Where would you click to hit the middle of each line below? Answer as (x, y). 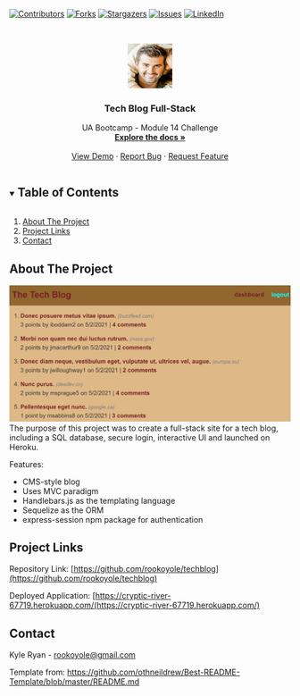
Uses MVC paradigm (60, 491)
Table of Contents (68, 192)
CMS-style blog (51, 482)
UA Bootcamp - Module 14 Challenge (150, 128)
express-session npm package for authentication (112, 519)
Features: (27, 464)
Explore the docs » (150, 138)
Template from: (37, 672)
